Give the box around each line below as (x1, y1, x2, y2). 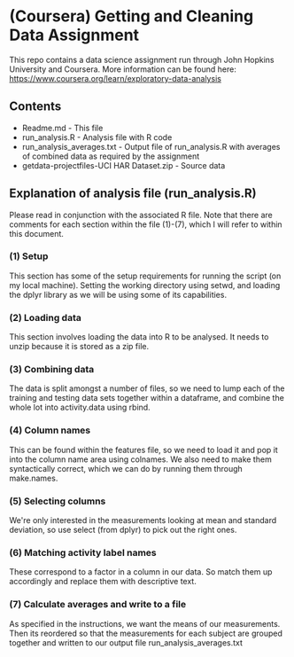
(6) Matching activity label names (9, 546, 157, 559)
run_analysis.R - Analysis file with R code (21, 131, 173, 143)
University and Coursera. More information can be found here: (9, 64, 236, 74)
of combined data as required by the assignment (21, 151, 200, 161)
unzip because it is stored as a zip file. (9, 341, 150, 352)
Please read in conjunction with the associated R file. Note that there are (9, 209, 273, 220)
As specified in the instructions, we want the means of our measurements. (9, 618, 281, 629)
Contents (9, 99, 62, 114)
